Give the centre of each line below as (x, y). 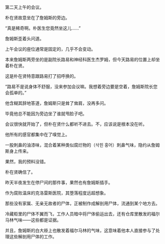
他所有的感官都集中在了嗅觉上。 (37, 135)
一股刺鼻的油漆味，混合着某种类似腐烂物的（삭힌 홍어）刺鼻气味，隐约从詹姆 (82, 145)
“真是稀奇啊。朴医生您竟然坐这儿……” (43, 28)
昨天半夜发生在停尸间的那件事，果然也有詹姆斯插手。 (59, 183)
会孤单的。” (16, 93)
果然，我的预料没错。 (27, 162)
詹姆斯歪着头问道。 (25, 39)
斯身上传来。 (18, 151)
